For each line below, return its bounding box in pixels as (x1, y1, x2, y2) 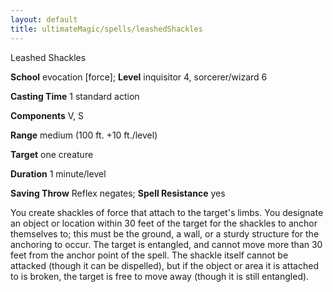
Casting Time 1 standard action (10, 90, 140, 102)
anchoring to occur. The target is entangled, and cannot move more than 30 (10, 238, 323, 250)
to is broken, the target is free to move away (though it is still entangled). (10, 270, 310, 282)
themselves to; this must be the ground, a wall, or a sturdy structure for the (10, 227, 320, 240)
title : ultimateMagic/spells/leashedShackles (10, 24, 203, 34)
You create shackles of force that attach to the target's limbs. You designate (10, 206, 324, 218)
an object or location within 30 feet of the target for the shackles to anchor (10, 217, 318, 229)
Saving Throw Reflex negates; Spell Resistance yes (10, 187, 226, 199)
